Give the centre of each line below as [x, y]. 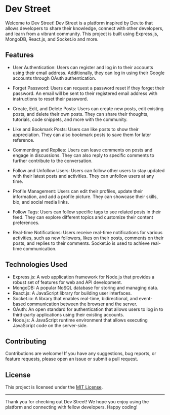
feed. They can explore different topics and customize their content [83, 217]
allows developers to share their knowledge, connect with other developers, [84, 28]
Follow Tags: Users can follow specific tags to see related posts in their [87, 212]
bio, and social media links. [41, 202]
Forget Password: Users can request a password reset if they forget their [89, 88]
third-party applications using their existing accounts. [68, 314]
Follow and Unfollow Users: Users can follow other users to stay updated [89, 170]
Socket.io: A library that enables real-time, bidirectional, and [75, 298]
